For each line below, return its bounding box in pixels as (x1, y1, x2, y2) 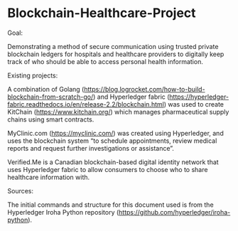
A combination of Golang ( (7, 85, 85, 93)
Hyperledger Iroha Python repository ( (7, 208, 119, 216)
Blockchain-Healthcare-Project (7, 5, 197, 21)
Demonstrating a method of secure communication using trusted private (7, 42, 219, 50)
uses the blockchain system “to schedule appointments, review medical (7, 136, 217, 145)
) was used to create (163, 100, 225, 108)
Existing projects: (7, 71, 58, 80)
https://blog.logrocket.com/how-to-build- (84, 85, 205, 93)
